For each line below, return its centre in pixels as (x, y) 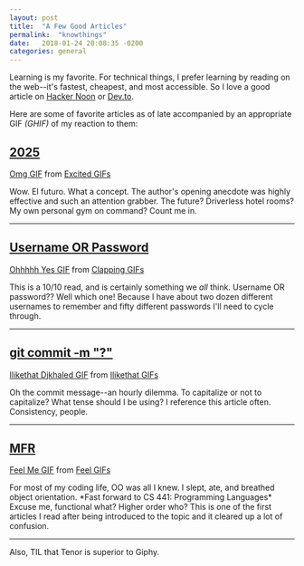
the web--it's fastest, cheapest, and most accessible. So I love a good (140, 87)
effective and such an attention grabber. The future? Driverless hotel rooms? (152, 201)
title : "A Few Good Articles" (68, 26)
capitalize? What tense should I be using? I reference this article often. (140, 402)
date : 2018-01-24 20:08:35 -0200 (76, 43)
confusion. (29, 526)
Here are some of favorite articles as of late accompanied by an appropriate (151, 114)
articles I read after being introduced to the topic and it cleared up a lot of (146, 516)
